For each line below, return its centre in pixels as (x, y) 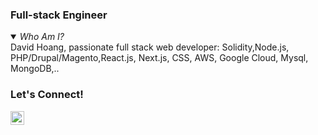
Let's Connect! (47, 95)
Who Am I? (42, 37)
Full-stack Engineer (59, 15)
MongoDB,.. (35, 69)
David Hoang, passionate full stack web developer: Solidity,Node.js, (150, 47)
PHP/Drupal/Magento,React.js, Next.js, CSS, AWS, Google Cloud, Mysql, (159, 58)
